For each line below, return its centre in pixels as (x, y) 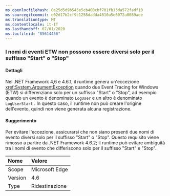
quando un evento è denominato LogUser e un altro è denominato (74, 98)
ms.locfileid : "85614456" (33, 34)
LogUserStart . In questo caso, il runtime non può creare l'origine (73, 103)
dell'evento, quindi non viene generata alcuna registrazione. (68, 109)
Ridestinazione (49, 186)
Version (17, 178)
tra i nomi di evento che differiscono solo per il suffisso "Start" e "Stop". (81, 148)
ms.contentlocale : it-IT (32, 24)
